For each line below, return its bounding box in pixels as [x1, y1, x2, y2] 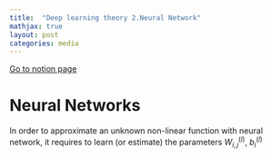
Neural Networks [9, 95, 141, 116]
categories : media [9, 38, 79, 48]
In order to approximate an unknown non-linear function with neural [9, 125, 264, 136]
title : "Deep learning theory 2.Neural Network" [9, 13, 202, 23]
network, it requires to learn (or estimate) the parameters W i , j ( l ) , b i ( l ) [9, 135, 263, 150]
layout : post [9, 30, 59, 39]
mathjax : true [9, 22, 64, 31]
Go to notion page [9, 64, 77, 74]
